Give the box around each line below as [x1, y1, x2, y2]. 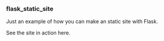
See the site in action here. [6, 29, 71, 36]
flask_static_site [6, 5, 54, 13]
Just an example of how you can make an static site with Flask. [6, 18, 158, 25]
